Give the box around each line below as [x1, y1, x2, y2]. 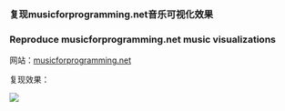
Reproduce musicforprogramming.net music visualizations [9, 33, 276, 45]
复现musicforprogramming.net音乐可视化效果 [9, 7, 214, 20]
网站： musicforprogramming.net [9, 55, 132, 66]
